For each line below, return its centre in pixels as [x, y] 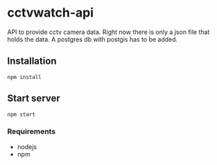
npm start [21, 114]
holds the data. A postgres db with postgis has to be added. [93, 39]
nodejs [27, 146]
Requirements [32, 132]
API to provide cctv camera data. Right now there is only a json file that [108, 32]
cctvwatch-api [51, 13]
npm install [24, 77]
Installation [32, 61]
